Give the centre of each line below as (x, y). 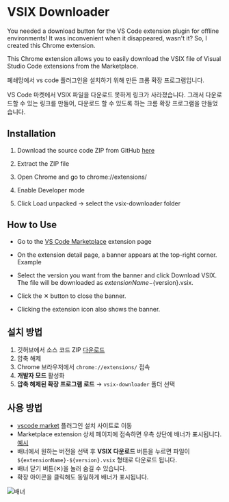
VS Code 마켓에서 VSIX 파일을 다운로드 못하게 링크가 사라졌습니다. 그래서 (106, 95)
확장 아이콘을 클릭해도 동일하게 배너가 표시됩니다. (83, 477)
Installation (31, 134)
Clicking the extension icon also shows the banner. (89, 309)
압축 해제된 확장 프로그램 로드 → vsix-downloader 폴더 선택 (96, 384)
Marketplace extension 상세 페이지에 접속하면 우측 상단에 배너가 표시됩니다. (119, 434)
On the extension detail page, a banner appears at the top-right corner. (117, 255)
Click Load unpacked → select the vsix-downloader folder (99, 203)
